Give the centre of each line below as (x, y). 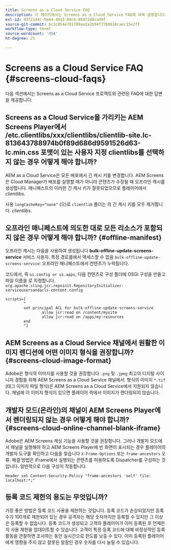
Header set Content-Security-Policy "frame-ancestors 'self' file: (78, 476)
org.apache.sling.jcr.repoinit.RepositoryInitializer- (65, 286)
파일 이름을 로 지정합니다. (31, 281)
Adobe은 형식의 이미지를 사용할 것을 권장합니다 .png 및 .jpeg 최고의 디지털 (80, 373)
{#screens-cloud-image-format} (59, 360)
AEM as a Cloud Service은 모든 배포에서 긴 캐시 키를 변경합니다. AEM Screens (84, 175)
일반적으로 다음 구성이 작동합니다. (53, 467)
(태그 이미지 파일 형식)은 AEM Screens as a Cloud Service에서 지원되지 (77, 386)
